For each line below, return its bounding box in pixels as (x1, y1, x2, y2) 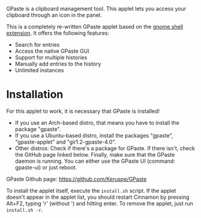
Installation (6, 88, 64, 101)
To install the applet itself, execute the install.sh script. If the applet (6, 187, 176, 194)
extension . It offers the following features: (6, 29, 110, 37)
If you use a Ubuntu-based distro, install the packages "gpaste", (14, 132, 173, 139)
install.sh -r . (6, 206, 43, 213)
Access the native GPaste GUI (14, 47, 89, 55)
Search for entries (14, 41, 60, 48)
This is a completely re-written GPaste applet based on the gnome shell (6, 23, 184, 30)
